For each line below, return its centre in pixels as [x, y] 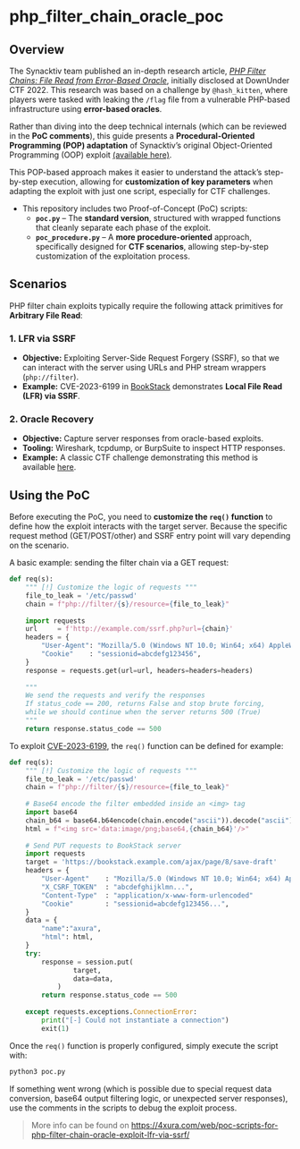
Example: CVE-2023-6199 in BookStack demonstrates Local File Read [152, 387]
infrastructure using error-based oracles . [86, 109]
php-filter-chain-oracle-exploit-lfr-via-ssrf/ [110, 1135]
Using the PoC [50, 495]
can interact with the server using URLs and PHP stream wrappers [144, 368]
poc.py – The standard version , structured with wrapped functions [158, 218]
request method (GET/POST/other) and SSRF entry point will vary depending [150, 536]
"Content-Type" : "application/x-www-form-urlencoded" [147, 895]
